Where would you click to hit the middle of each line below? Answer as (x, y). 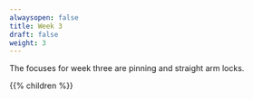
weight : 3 (28, 43)
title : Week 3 (36, 26)
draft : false (34, 34)
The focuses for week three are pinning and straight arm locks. (127, 68)
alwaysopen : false (44, 18)
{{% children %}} (42, 85)
